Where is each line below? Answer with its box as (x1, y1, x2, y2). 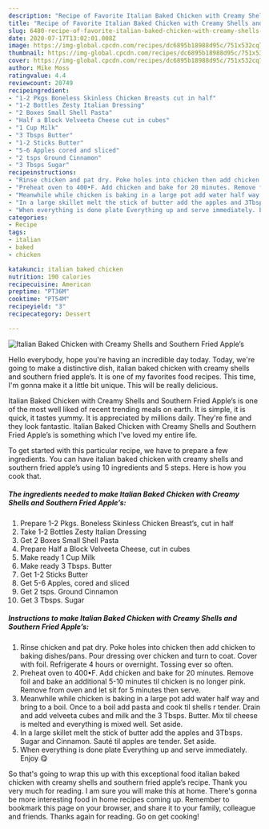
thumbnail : (8, 49, 45, 57)
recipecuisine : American (8, 280, 91, 288)
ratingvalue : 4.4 (8, 71, 66, 80)
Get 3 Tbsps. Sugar (19, 595, 85, 605)
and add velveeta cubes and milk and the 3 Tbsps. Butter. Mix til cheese (19, 710, 258, 720)
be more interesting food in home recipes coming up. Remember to (8, 794, 230, 804)
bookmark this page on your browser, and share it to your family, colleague (8, 802, 256, 812)
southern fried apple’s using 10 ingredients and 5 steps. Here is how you (8, 463, 247, 472)
